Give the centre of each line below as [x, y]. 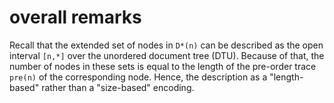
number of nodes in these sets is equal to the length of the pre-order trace [163, 66]
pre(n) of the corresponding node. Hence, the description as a [138, 77]
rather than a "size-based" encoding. [118, 87]
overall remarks [75, 17]
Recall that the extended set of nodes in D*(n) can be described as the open [166, 45]
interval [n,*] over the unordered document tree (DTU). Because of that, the [167, 55]
